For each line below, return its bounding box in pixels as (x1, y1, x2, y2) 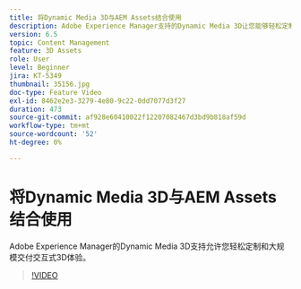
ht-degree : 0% (9, 138, 63, 147)
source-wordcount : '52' (9, 130, 99, 139)
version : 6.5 (9, 30, 58, 38)
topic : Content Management (9, 38, 110, 47)
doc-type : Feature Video (9, 88, 102, 97)
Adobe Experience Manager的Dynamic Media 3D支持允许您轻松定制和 (9, 241, 270, 251)
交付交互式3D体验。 (16, 251, 91, 262)
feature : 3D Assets (9, 47, 82, 55)
